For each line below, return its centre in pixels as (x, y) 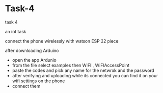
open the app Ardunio (34, 60)
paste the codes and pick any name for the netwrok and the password (83, 70)
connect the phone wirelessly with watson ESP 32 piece (62, 41)
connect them (26, 86)
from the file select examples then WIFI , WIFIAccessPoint (71, 65)
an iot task (15, 31)
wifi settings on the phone (39, 81)
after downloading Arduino (32, 50)
